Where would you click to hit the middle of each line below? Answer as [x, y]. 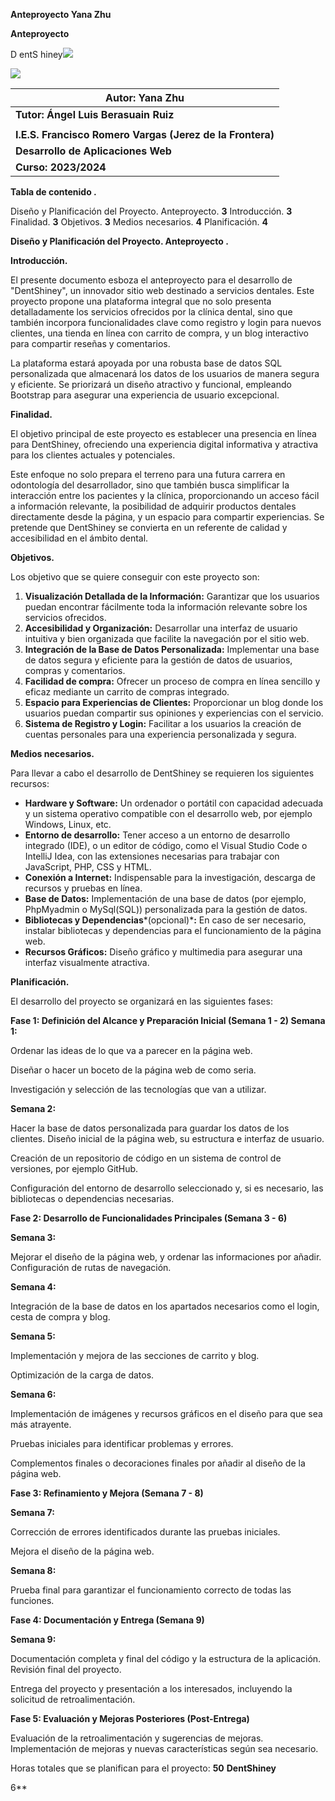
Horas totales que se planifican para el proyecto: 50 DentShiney [143, 1768]
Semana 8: [33, 1570]
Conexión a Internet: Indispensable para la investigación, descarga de [170, 877]
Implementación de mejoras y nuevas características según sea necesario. [164, 1748]
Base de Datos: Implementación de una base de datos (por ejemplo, [165, 898]
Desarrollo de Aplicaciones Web [93, 151]
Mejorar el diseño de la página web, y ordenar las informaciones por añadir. [166, 1257]
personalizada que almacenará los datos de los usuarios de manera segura [165, 373]
